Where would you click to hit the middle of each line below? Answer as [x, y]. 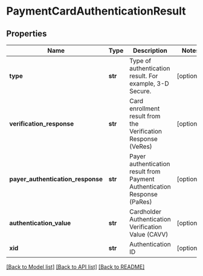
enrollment [144, 109]
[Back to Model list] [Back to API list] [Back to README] [76, 267]
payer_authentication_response [56, 179]
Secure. [140, 91]
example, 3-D [149, 83]
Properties [27, 34]
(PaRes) [140, 202]
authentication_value [40, 223]
